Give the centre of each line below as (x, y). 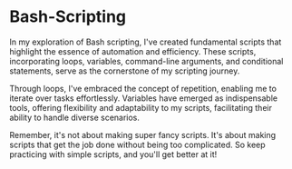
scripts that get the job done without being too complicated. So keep (137, 144)
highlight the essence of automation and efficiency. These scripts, (133, 51)
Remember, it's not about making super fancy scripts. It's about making (143, 134)
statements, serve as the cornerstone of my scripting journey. (125, 71)
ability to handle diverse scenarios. (75, 117)
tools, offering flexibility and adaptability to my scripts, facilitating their (141, 107)
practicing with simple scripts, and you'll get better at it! (113, 154)
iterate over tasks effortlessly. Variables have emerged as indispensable (144, 98)
